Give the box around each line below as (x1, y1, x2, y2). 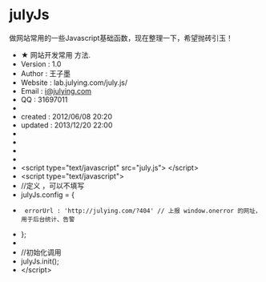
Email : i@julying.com (20, 86, 91, 95)
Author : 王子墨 (20, 68, 71, 78)
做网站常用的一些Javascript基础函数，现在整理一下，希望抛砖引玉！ (9, 33, 233, 42)
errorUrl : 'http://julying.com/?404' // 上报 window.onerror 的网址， (24, 207, 262, 215)
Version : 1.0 (20, 58, 62, 69)
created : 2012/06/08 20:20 (20, 111, 113, 121)
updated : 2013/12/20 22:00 (20, 120, 113, 130)
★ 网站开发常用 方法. (20, 50, 91, 59)
